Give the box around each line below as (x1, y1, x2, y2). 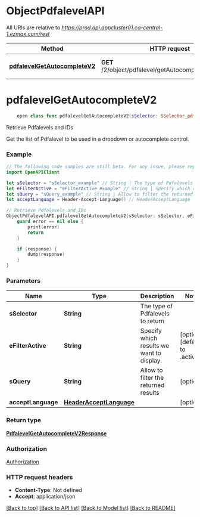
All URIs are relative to (6, 24, 61, 31)
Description (140, 292, 174, 301)
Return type (6, 416, 42, 425)
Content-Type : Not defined (14, 487, 82, 494)
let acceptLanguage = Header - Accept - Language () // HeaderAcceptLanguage (6, 197, 190, 203)
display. (140, 357, 162, 365)
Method (40, 44, 64, 52)
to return (140, 317, 165, 326)
